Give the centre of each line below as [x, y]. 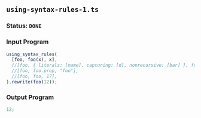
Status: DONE [24, 26]
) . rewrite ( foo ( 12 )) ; [32, 82]
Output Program [30, 97]
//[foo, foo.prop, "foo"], [45, 71]
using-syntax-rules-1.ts [53, 10]
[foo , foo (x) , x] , [35, 60]
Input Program [28, 42]
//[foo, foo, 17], [35, 77]
